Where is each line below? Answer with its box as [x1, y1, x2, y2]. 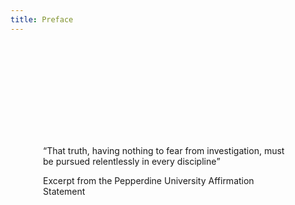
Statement [43, 185, 86, 197]
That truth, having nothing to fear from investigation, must [46, 144, 285, 156]
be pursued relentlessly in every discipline [43, 155, 217, 167]
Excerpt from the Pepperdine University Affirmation [43, 174, 255, 186]
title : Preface [10, 14, 74, 25]
